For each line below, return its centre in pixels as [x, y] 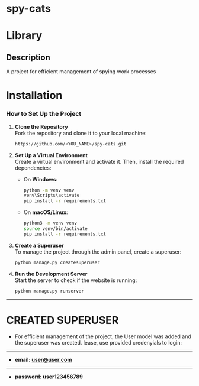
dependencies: [33, 168]
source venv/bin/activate [55, 229]
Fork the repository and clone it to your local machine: [81, 133]
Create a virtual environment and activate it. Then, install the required [99, 161]
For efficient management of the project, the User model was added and [103, 336]
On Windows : [41, 179]
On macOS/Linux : [46, 212]
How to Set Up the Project [44, 114]
